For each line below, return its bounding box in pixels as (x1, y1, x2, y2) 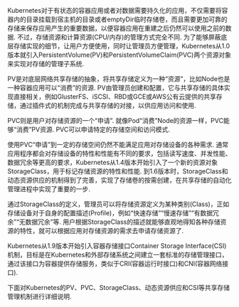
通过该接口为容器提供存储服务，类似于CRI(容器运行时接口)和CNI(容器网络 (7, 259, 223, 268)
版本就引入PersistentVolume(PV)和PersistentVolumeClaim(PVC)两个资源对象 (7, 50, 231, 59)
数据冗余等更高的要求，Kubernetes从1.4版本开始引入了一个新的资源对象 (7, 158, 218, 166)
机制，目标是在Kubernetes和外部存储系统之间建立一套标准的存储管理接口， (7, 251, 228, 259)
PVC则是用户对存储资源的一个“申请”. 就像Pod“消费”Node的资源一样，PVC (7, 117, 224, 124)
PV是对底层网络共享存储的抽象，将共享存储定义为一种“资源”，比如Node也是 (7, 75, 230, 83)
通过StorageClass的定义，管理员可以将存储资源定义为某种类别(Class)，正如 (7, 200, 230, 208)
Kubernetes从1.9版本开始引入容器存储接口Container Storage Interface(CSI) (7, 242, 227, 250)
